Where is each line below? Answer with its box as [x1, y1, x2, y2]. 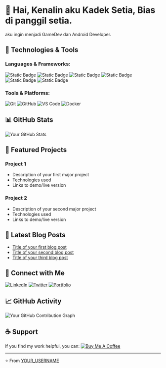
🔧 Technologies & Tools [5, 46, 79, 54]
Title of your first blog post [12, 244, 67, 250]
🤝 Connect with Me [5, 268, 65, 277]
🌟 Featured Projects [5, 146, 67, 154]
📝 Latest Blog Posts [5, 231, 66, 239]
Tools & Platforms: [5, 89, 50, 96]
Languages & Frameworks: [5, 60, 71, 67]
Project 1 [5, 160, 26, 167]
